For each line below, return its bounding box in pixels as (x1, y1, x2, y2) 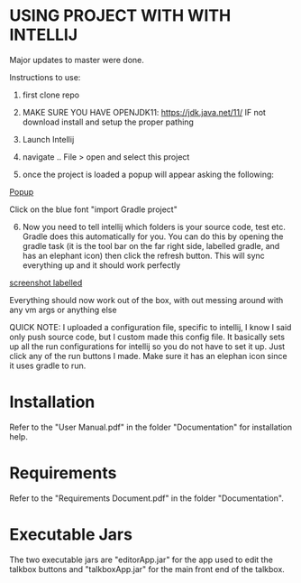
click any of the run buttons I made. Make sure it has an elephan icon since (9, 350, 287, 361)
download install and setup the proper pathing (22, 116, 194, 127)
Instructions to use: (9, 71, 81, 82)
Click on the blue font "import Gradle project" (9, 204, 178, 215)
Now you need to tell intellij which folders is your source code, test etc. (22, 221, 286, 232)
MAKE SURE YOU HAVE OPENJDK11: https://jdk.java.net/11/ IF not (22, 106, 266, 117)
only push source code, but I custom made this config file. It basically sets (9, 331, 286, 342)
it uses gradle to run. (9, 360, 87, 371)
